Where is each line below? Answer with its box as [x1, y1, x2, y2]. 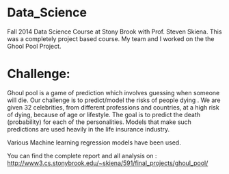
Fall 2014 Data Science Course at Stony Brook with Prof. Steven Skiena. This [7, 27, 222, 36]
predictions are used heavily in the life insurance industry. [7, 125, 170, 133]
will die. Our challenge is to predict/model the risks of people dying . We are [7, 96, 221, 104]
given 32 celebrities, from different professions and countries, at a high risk [7, 103, 220, 111]
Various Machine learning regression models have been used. [7, 138, 181, 147]
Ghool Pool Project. [7, 42, 62, 50]
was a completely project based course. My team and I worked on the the [7, 34, 215, 42]
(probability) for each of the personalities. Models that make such [7, 118, 191, 126]
